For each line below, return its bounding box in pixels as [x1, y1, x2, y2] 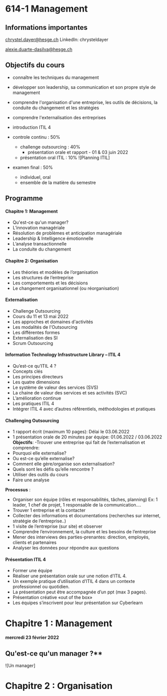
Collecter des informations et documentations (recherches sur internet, [12, 513, 160, 519]
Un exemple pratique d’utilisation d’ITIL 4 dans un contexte [12, 578, 135, 584]
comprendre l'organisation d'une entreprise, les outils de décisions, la [12, 99, 158, 105]
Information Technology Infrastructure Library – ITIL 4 [5, 352, 121, 358]
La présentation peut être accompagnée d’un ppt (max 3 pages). [12, 589, 147, 595]
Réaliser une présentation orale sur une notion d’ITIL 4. [12, 573, 127, 579]
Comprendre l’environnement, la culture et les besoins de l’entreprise [12, 529, 156, 535]
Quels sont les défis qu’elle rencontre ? [12, 466, 94, 472]
